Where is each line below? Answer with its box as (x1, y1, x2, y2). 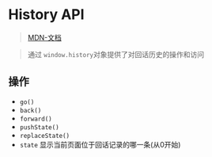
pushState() (19, 123, 59, 132)
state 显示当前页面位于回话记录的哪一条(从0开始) (19, 140, 181, 149)
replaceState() (19, 132, 70, 140)
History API (8, 6, 85, 24)
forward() (19, 115, 53, 123)
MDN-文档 (27, 33, 62, 42)
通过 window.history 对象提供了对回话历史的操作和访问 (27, 49, 204, 59)
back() (19, 106, 42, 114)
